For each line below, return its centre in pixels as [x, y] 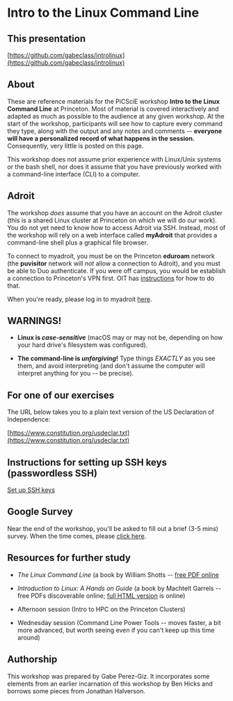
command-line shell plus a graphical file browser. [78, 242]
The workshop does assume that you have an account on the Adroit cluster [115, 213]
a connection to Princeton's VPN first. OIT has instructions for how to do [111, 278]
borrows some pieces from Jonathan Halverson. [77, 691]
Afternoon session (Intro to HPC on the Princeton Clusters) [101, 609]
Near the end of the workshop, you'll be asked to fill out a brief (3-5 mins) [113, 528]
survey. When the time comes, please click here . [77, 536]
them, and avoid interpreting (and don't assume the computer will [111, 366]
